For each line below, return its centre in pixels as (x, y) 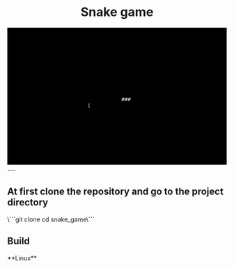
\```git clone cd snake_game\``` (51, 219)
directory (28, 203)
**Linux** (22, 258)
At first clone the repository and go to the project (116, 192)
